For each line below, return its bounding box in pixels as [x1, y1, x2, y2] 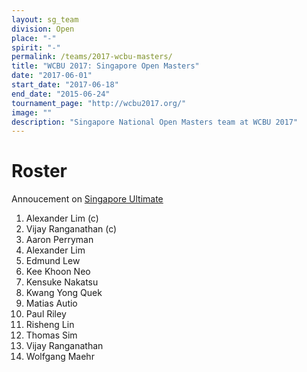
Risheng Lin [25, 319, 75, 331]
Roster [11, 160, 68, 183]
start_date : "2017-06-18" [11, 80, 119, 90]
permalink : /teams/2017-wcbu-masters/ [11, 52, 173, 62]
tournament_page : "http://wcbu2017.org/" [11, 98, 187, 108]
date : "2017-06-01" [11, 71, 93, 81]
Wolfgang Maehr [25, 351, 95, 363]
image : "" [11, 107, 53, 118]
